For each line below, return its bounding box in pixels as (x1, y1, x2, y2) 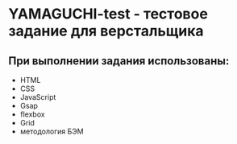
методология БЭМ (19, 126, 84, 136)
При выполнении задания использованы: (8, 54, 230, 68)
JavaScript (19, 93, 56, 101)
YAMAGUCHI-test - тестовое (8, 5, 208, 23)
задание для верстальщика (8, 22, 204, 40)
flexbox (19, 109, 46, 119)
